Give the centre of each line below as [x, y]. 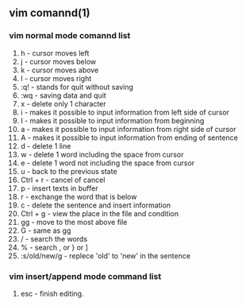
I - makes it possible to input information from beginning [112, 120]
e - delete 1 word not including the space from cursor [108, 163]
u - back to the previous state [69, 171]
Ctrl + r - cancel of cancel [63, 180]
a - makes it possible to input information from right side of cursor [128, 129]
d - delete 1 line [46, 145]
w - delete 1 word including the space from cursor [102, 154]
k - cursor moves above [60, 70]
